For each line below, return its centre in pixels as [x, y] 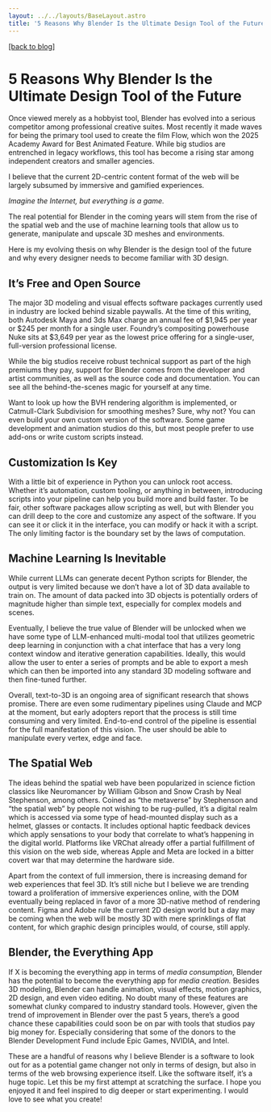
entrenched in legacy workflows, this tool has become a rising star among [131, 153]
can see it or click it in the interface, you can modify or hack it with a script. [133, 525]
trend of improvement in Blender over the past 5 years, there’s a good [124, 1014]
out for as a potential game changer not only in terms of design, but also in [132, 1064]
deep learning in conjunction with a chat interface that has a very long [125, 645]
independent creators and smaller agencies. [81, 161]
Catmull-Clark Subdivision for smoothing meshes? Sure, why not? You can [132, 412]
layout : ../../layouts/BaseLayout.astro [77, 16]
